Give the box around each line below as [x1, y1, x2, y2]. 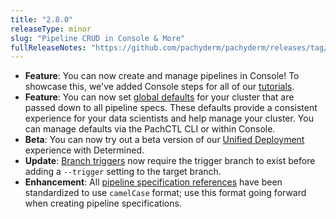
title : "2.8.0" [10, 14, 74, 25]
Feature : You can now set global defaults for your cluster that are [24, 91, 295, 103]
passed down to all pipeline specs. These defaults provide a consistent [24, 102, 318, 114]
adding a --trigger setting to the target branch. [24, 166, 222, 178]
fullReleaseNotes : [10, 42, 87, 53]
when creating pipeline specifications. [24, 197, 182, 210]
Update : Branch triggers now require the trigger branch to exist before [24, 155, 316, 167]
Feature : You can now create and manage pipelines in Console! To [24, 70, 300, 82]
